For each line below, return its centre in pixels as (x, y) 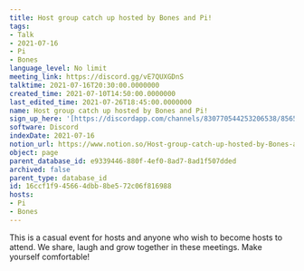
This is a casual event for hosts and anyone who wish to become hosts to (146, 237)
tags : (19, 26)
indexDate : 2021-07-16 (52, 136)
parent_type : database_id (58, 178)
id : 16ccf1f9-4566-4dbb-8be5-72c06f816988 (90, 187)
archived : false (40, 169)
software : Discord (44, 128)
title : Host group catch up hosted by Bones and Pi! (111, 18)
